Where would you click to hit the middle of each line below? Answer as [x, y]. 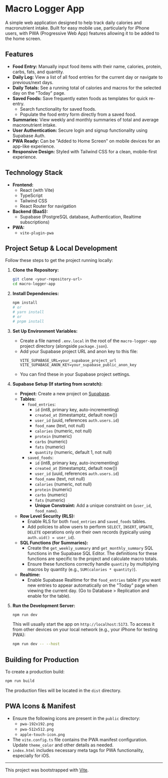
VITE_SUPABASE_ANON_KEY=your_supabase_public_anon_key [78, 365]
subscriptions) [35, 222]
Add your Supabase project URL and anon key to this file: [79, 351]
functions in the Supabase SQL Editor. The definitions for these [92, 553]
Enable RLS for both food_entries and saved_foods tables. [87, 521]
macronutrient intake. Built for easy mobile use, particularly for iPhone [77, 28]
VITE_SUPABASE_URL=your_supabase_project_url [68, 360]
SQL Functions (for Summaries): [54, 543]
